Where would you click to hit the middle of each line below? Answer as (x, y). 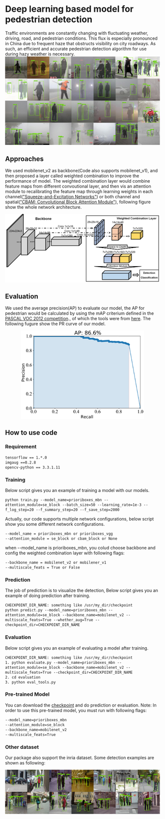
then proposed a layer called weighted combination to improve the (72, 176)
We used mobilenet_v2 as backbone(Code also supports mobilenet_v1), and (82, 171)
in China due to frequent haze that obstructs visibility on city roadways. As (81, 43)
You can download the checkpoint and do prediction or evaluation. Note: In (81, 705)
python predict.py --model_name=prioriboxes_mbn (56, 610)
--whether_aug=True (73, 620)
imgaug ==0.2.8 (21, 463)
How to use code (31, 433)
